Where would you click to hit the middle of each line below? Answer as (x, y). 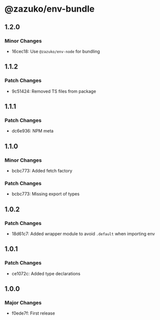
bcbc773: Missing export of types (46, 194)
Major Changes (23, 302)
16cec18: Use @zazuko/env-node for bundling (56, 51)
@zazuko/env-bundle (50, 9)
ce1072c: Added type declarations (46, 273)
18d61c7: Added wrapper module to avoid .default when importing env (83, 234)
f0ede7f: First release (33, 313)
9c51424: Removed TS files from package (54, 91)
